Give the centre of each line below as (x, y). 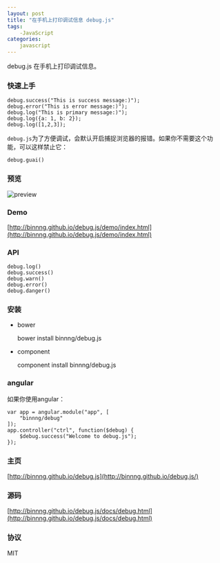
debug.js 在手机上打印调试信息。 (53, 66)
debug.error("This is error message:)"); (68, 107)
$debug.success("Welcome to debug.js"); (78, 436)
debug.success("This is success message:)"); (73, 101)
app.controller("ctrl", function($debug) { (71, 430)
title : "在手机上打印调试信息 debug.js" (61, 20)
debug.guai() (26, 160)
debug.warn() (26, 279)
